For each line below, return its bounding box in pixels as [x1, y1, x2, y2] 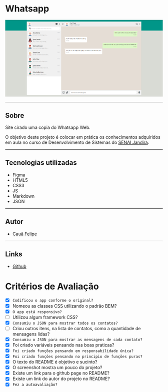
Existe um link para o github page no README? [12, 370, 110, 376]
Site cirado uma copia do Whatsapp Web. [5, 124, 91, 130]
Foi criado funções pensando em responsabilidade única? [12, 348, 134, 354]
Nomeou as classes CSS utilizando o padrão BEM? [12, 303, 117, 309]
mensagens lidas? [12, 331, 50, 337]
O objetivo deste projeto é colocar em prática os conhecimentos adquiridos [5, 134, 161, 140]
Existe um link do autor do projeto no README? [12, 376, 110, 382]
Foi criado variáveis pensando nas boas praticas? [12, 342, 114, 348]
